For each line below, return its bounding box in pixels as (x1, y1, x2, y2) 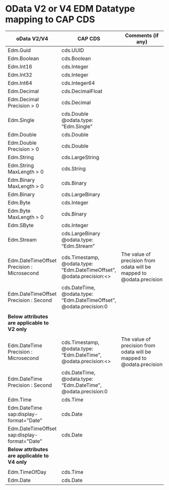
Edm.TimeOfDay (8, 468, 47, 475)
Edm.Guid (8, 46, 31, 53)
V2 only (8, 325, 27, 332)
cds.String (61, 165, 86, 172)
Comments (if (125, 32, 159, 39)
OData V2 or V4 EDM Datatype (5, 3, 135, 15)
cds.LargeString (61, 154, 100, 161)
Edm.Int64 (8, 79, 33, 86)
